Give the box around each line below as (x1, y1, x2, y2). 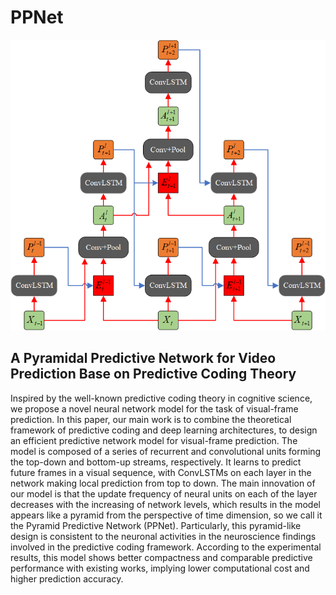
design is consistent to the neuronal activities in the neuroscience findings (10, 530, 317, 542)
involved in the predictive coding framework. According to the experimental (10, 541, 322, 553)
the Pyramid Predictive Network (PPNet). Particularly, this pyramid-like (10, 519, 302, 531)
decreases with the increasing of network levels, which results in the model (10, 498, 321, 510)
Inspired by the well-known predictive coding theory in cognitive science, (10, 392, 313, 404)
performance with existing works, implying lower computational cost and (10, 562, 310, 574)
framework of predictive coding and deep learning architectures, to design (10, 424, 318, 436)
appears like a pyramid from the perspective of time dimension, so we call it (10, 509, 323, 521)
